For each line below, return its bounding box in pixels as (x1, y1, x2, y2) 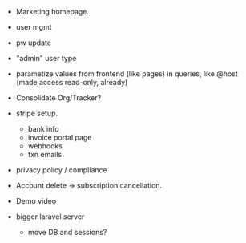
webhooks (27, 141, 63, 151)
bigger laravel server (15, 212, 85, 221)
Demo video (15, 196, 57, 205)
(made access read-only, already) (15, 78, 128, 87)
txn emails (27, 150, 63, 159)
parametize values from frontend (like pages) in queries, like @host (15, 69, 238, 79)
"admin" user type (15, 54, 77, 63)
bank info (27, 124, 59, 133)
